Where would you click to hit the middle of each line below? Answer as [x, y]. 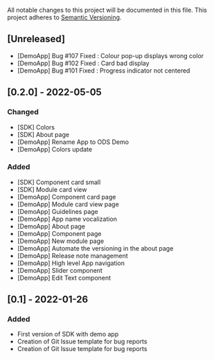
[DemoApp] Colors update [54, 149]
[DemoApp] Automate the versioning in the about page [95, 248]
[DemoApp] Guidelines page [57, 211]
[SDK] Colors [36, 127]
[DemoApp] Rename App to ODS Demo [73, 142]
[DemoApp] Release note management [72, 255]
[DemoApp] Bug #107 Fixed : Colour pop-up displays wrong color [110, 55]
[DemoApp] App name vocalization [67, 219]
